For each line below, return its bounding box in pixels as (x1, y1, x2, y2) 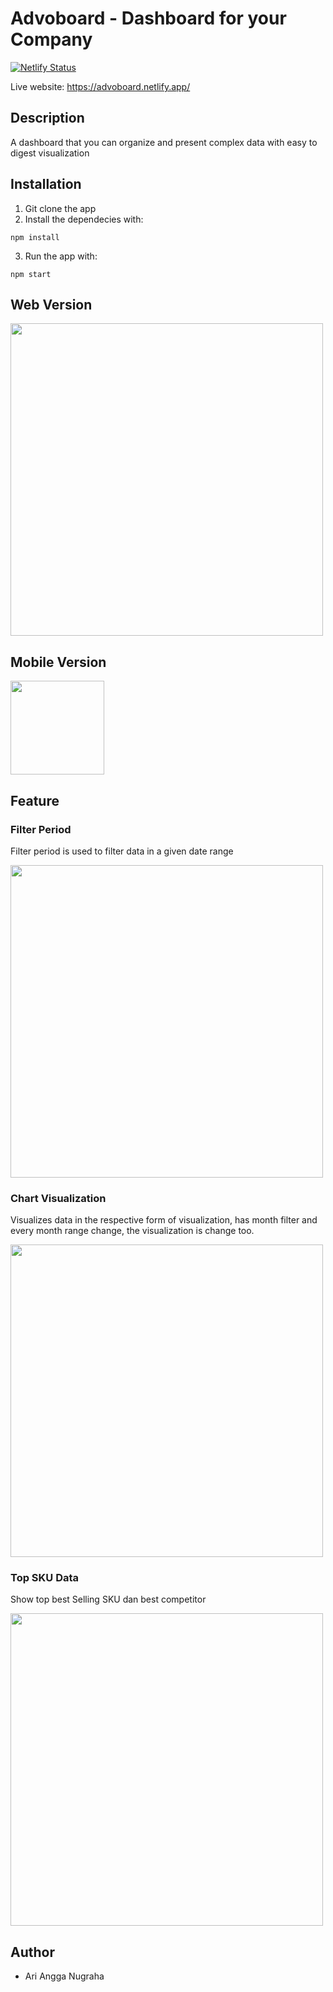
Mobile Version (10, 653, 107, 671)
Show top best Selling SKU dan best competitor (10, 1593, 207, 1606)
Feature (10, 792, 60, 809)
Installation (10, 176, 82, 193)
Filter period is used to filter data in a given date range (10, 845, 234, 857)
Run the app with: (24, 250, 98, 262)
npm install (10, 232, 60, 242)
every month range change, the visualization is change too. (10, 1225, 255, 1237)
